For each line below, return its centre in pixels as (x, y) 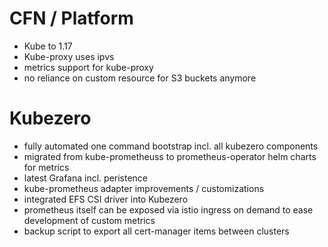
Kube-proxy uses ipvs (69, 56)
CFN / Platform (71, 18)
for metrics (46, 167)
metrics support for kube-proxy (88, 67)
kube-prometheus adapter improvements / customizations (144, 188)
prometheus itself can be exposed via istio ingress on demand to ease (168, 209)
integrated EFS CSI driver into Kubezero (106, 199)
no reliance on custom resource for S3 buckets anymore (140, 78)
